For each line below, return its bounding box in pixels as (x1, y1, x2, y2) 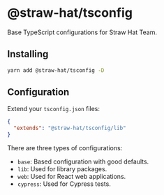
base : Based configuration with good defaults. (17, 157, 149, 166)
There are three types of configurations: (7, 144, 123, 152)
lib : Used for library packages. (17, 165, 107, 173)
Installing (7, 48, 49, 60)
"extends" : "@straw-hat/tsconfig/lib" (13, 124, 127, 132)
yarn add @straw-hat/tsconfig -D (7, 66, 105, 74)
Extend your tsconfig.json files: (7, 105, 100, 113)
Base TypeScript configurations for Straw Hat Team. (7, 28, 157, 36)
